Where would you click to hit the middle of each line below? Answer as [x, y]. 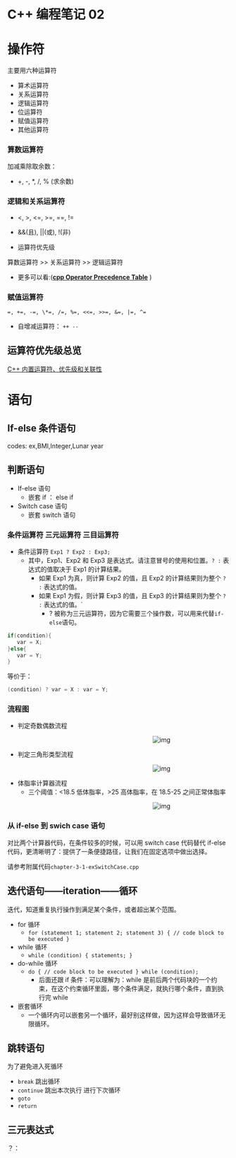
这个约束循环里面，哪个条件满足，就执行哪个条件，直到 [138, 988]
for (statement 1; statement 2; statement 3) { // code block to [126, 933]
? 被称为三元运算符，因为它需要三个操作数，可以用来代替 [132, 613]
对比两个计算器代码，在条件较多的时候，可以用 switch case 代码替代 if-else [117, 843]
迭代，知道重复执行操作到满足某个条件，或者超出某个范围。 [94, 909]
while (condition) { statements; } [80, 955]
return [27, 1106]
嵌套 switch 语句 [52, 515]
